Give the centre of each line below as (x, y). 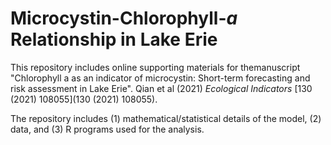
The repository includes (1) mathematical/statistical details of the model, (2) (166, 118)
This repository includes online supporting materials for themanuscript (155, 67)
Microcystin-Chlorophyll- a (124, 18)
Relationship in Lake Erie (114, 39)
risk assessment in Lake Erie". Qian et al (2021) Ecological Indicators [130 (161, 88)
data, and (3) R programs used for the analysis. (107, 129)
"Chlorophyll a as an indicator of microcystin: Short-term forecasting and (160, 78)
